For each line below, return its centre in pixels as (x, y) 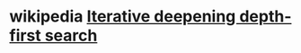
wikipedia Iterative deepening (123, 17)
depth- (266, 17)
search (71, 35)
